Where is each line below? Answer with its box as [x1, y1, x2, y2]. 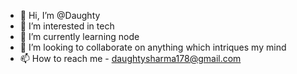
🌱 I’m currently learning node [19, 31, 140, 42]
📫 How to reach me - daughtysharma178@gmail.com [19, 53, 242, 64]
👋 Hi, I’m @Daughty [19, 10, 101, 21]
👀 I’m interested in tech [19, 20, 115, 32]
